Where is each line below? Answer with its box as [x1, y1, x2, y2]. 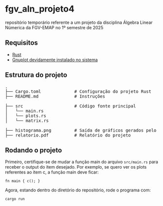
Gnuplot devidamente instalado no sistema [12, 57, 98, 63]
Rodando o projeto [5, 146, 62, 154]
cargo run [5, 197, 25, 202]
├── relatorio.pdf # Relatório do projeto [5, 132, 131, 138]
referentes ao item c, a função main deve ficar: [5, 169, 99, 175]
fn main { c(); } [5, 179, 40, 184]
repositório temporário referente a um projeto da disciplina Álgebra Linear [5, 19, 153, 25]
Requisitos [5, 39, 38, 47]
